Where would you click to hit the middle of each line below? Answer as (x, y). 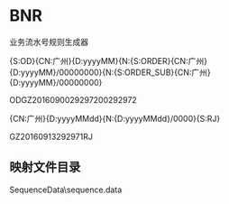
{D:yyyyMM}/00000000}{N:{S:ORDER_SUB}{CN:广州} (110, 72)
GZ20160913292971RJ (51, 136)
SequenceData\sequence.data (66, 190)
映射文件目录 (45, 167)
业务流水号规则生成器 (49, 42)
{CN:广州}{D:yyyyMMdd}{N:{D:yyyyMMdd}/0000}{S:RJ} (115, 118)
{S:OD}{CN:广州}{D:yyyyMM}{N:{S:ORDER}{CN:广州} (108, 60)
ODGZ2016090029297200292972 (73, 99)
